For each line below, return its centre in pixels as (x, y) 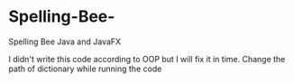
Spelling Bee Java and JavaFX (65, 41)
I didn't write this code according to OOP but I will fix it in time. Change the (147, 59)
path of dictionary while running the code (85, 69)
